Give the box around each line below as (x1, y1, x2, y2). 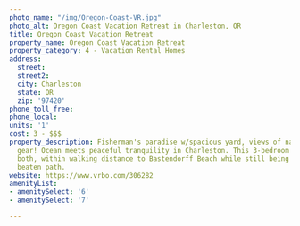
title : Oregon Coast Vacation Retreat (9, 29, 154, 38)
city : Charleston (17, 80, 82, 88)
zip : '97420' (17, 96, 66, 105)
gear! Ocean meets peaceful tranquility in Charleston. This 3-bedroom (17, 146, 290, 155)
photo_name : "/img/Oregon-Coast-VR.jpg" (9, 13, 162, 22)
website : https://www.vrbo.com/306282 (9, 171, 154, 180)
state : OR (17, 88, 54, 96)
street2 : (17, 71, 50, 80)
